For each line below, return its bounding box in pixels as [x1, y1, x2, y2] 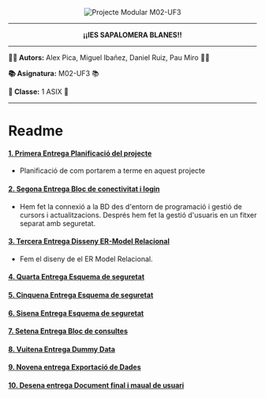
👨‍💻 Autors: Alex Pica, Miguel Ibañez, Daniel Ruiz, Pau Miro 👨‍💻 [8, 53, 211, 62]
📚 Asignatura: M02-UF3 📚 [8, 69, 100, 78]
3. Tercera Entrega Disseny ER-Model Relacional [8, 237, 170, 246]
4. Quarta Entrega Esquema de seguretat [8, 272, 145, 282]
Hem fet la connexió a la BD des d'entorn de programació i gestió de [19, 201, 242, 211]
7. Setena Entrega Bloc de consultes [8, 326, 129, 336]
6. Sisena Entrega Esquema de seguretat [8, 308, 144, 317]
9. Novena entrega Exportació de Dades [8, 362, 142, 372]
